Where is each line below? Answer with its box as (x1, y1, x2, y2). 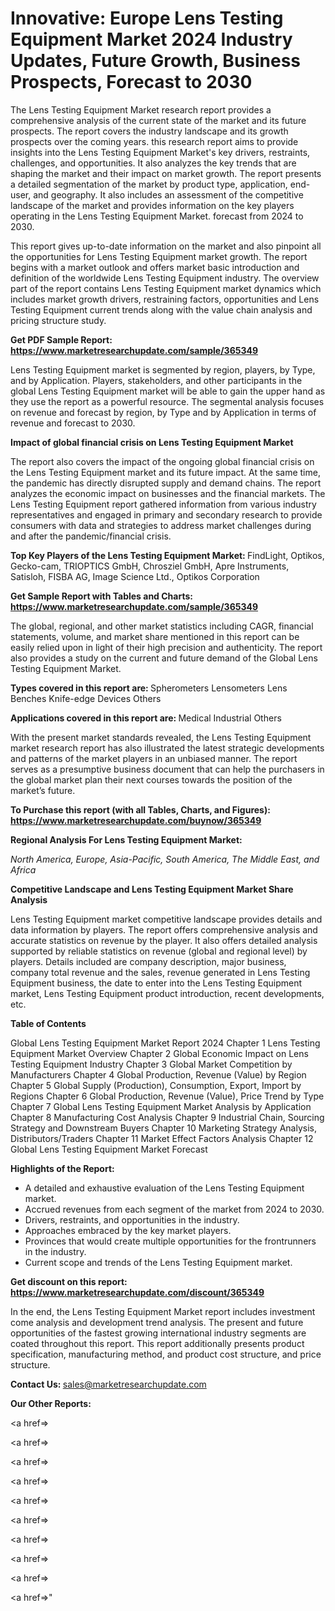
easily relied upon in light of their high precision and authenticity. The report (10, 641, 323, 653)
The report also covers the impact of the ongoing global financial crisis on (10, 455, 315, 467)
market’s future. (10, 784, 76, 796)
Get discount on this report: (10, 1275, 128, 1287)
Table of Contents (10, 1017, 87, 1029)
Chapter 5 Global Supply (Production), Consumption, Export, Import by (10, 1079, 302, 1091)
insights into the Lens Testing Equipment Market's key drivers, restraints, (10, 146, 311, 158)
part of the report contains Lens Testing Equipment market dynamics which (10, 282, 322, 294)
